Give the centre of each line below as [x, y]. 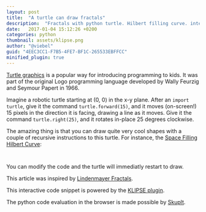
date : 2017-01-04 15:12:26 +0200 [52, 29]
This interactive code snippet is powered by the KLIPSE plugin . [86, 190]
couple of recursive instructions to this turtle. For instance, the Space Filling [102, 137]
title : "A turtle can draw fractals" [56, 18]
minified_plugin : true [35, 57]
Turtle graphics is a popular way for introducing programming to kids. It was [102, 75]
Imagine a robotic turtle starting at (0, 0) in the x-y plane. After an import [98, 100]
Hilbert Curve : [24, 144]
